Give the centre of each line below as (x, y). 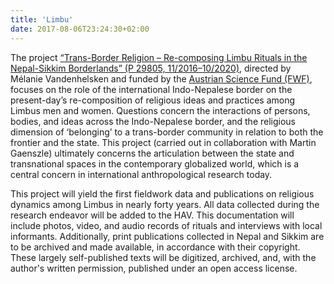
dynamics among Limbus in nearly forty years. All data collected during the (165, 204)
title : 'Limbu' (42, 19)
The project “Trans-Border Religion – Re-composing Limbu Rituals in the (159, 57)
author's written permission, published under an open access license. (154, 268)
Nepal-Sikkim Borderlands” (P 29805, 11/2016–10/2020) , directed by (151, 68)
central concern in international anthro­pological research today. (141, 174)
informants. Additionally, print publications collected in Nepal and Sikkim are (167, 236)
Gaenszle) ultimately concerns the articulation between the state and (152, 153)
